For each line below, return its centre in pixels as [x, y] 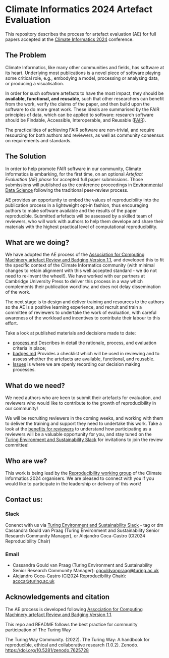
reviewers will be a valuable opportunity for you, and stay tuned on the [79, 434]
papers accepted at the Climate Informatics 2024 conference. [69, 39]
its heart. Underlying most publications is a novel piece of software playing [83, 73]
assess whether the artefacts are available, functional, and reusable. [83, 359]
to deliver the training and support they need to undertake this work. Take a [84, 424]
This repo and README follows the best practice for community [71, 624]
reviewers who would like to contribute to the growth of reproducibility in [81, 403]
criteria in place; [29, 348]
